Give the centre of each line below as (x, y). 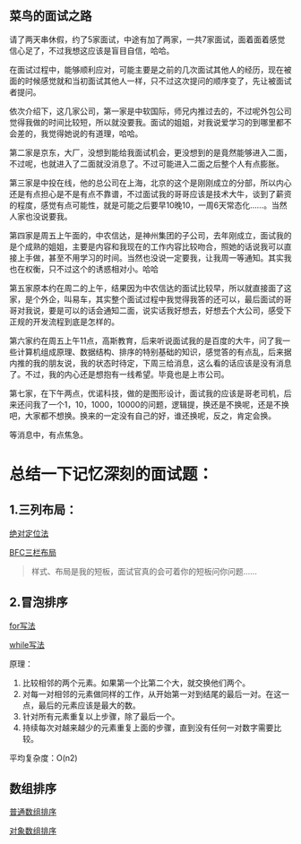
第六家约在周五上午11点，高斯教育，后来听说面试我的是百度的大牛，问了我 (146, 340)
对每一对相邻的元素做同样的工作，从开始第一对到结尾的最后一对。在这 (152, 693)
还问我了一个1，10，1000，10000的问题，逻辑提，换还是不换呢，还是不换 (153, 404)
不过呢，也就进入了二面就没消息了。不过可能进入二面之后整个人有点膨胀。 (146, 163)
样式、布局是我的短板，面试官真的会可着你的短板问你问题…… (144, 571)
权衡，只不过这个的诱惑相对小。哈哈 (91, 269)
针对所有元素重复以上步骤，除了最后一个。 (101, 716)
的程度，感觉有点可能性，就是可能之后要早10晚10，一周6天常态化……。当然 (148, 205)
